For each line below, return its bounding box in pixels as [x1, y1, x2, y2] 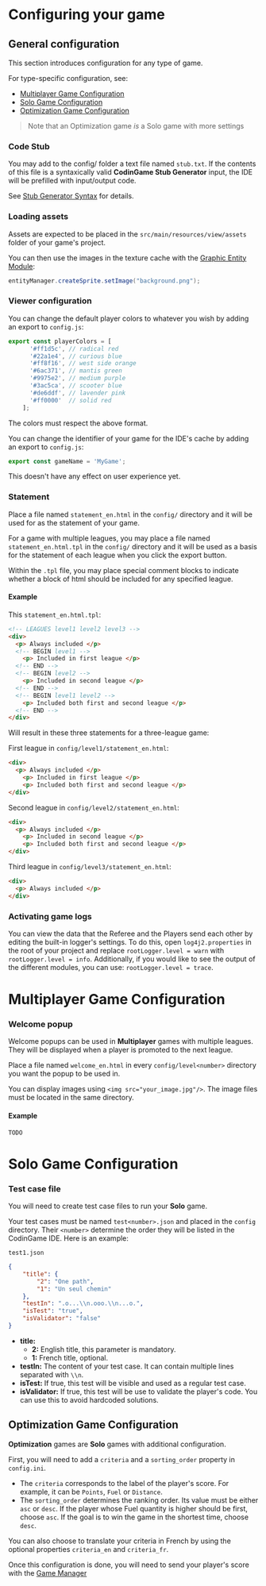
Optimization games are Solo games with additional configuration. [8, 1439, 226, 1449]
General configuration [8, 37, 120, 51]
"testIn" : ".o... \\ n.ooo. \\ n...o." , [22, 1299, 145, 1307]
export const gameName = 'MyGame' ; [8, 457, 126, 465]
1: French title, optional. [31, 1353, 109, 1362]
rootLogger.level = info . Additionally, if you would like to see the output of [8, 954, 256, 964]
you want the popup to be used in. [8, 1069, 121, 1079]
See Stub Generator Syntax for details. [8, 191, 134, 201]
